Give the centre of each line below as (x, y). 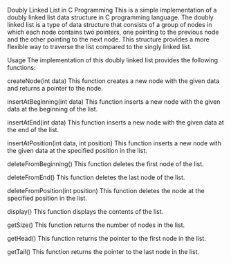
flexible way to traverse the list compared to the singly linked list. (100, 47)
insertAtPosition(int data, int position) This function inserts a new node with (114, 143)
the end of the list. (33, 130)
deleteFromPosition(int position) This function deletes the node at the (106, 191)
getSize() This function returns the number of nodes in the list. (96, 225)
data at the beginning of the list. (53, 109)
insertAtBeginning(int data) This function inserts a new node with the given (114, 102)
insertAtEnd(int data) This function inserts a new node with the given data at (116, 123)
